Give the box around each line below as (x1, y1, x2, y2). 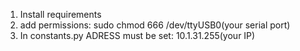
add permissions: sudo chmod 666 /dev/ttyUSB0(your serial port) (19, 19, 291, 31)
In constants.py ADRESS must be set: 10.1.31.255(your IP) (19, 30, 256, 41)
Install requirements (19, 9, 102, 20)
